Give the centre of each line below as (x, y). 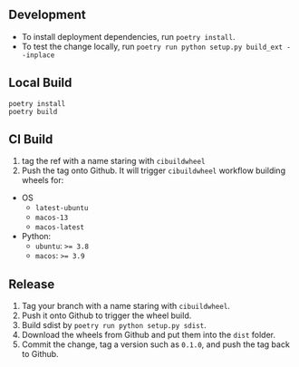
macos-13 (52, 218)
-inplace (38, 55)
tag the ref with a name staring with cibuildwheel (113, 161)
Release (32, 284)
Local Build (40, 83)
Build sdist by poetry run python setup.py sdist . (114, 325)
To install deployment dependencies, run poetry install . (128, 36)
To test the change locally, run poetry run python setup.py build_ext (152, 46)
